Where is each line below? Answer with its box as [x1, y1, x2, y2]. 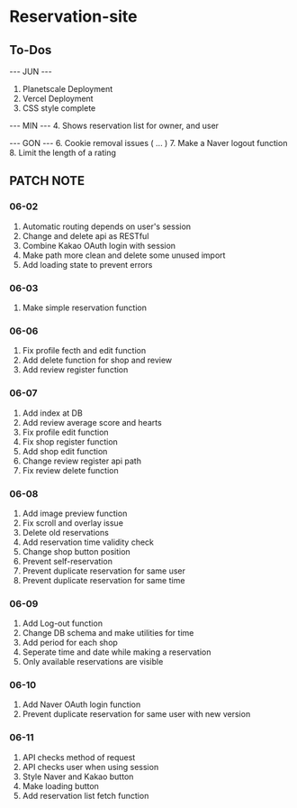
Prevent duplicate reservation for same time [22, 574, 185, 585]
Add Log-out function [22, 618, 103, 629]
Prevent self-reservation [22, 555, 112, 566]
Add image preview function [22, 508, 128, 519]
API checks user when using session [22, 761, 159, 772]
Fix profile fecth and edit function [22, 345, 147, 356]
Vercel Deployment [22, 93, 94, 104]
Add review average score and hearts [22, 417, 162, 427]
